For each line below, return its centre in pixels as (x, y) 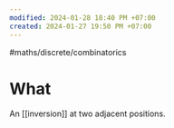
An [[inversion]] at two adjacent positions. (87, 113)
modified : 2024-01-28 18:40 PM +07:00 (82, 18)
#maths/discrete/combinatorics (68, 52)
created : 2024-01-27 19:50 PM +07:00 (81, 26)
